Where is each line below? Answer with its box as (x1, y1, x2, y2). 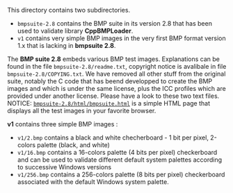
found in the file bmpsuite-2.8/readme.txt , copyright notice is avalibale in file (7, 62, 227, 70)
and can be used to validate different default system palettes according (17, 156, 223, 164)
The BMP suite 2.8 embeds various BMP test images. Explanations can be (7, 55, 220, 63)
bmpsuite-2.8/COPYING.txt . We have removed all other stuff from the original (7, 69, 226, 78)
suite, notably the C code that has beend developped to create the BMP (7, 77, 213, 85)
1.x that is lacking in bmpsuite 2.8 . (17, 42, 116, 49)
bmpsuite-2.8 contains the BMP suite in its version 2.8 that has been (17, 19, 212, 27)
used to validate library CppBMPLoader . (17, 27, 134, 35)
